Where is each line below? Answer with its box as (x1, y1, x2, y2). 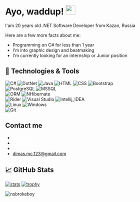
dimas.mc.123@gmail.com (12, 150, 66, 156)
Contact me (5, 121, 42, 130)
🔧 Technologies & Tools (5, 67, 79, 75)
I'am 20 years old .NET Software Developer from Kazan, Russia (5, 22, 135, 28)
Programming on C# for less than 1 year (12, 41, 94, 47)
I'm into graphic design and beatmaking (12, 47, 94, 53)
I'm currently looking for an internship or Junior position (12, 52, 127, 58)
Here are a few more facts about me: (5, 32, 81, 38)
